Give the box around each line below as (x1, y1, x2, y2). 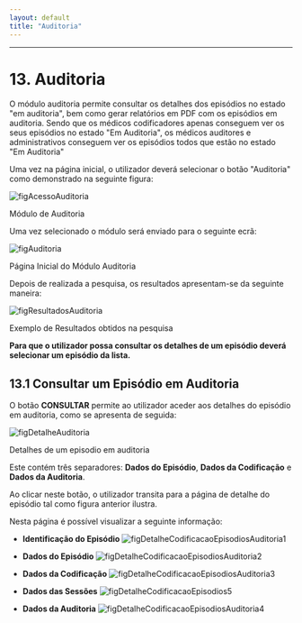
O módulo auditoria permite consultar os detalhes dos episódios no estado (9, 98, 286, 109)
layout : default (9, 13, 70, 23)
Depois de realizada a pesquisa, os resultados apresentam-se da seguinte (9, 279, 285, 289)
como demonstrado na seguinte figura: (9, 173, 154, 185)
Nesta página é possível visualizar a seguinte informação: (9, 516, 223, 527)
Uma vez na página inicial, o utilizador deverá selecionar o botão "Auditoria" (9, 164, 291, 175)
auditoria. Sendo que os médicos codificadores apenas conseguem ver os (9, 118, 285, 129)
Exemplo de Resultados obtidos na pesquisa (9, 323, 173, 334)
